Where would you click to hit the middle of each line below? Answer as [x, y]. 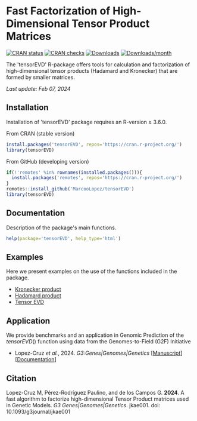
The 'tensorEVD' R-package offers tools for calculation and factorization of [98, 64]
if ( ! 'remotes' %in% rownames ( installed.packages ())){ [74, 172]
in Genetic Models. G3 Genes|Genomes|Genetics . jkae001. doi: [83, 405]
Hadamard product [38, 296]
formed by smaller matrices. [41, 77]
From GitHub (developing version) [48, 161]
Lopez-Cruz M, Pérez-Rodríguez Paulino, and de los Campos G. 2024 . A [95, 393]
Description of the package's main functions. [61, 228]
